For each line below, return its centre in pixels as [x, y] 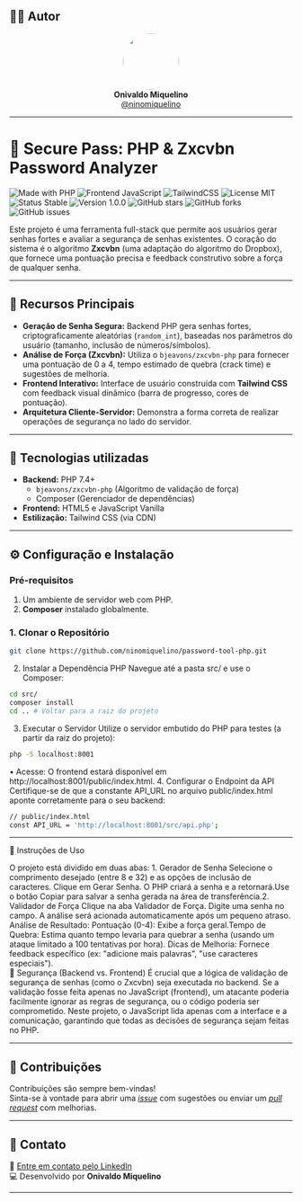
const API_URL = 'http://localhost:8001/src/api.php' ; [114, 825]
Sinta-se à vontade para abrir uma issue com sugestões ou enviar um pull [146, 1099]
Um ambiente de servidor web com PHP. [98, 600]
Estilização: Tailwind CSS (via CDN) [89, 518]
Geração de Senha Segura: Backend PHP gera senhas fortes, [137, 325]
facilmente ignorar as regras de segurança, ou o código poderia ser [135, 1002]
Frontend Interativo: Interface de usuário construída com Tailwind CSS [155, 383]
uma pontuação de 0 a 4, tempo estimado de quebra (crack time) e [147, 364]
